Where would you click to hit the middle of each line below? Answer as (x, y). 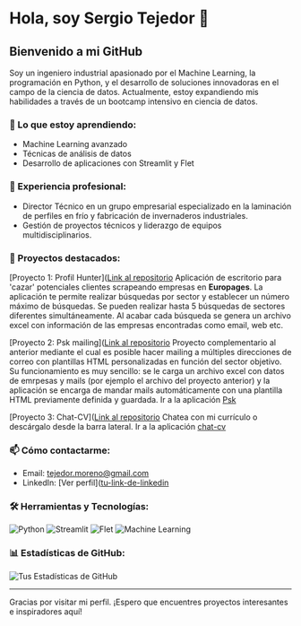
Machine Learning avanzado (75, 144)
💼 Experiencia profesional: (68, 187)
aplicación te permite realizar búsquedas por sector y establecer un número (149, 296)
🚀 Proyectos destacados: (65, 257)
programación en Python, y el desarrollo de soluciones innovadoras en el (144, 83)
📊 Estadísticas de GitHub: (67, 553)
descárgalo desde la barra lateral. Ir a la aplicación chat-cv (118, 426)
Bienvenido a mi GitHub (76, 52)
